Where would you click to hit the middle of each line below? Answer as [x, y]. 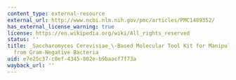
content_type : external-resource [56, 14]
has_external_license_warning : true [61, 26]
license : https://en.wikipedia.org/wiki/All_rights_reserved [99, 33]
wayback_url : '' [31, 65]
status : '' [23, 40]
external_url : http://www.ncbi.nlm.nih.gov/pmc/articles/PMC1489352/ [111, 20]
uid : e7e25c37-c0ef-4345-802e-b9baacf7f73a [72, 59]
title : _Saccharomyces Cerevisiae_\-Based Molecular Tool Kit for [106, 46]
